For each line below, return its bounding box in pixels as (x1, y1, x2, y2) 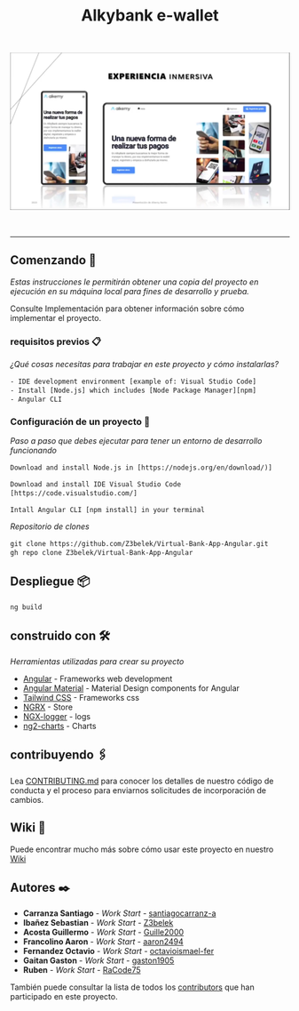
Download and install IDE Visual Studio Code (10, 480, 181, 489)
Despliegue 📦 (10, 574, 90, 589)
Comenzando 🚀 (10, 253, 97, 268)
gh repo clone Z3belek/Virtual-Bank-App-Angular (10, 549, 193, 558)
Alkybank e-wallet (80, 5, 220, 26)
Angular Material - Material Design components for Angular (22, 682, 240, 694)
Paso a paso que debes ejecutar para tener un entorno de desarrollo (10, 436, 263, 446)
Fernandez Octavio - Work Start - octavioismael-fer (22, 946, 215, 957)
